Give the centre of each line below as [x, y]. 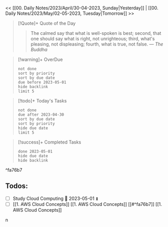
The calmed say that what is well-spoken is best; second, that [96, 33]
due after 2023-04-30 [41, 115]
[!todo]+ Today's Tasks [42, 101]
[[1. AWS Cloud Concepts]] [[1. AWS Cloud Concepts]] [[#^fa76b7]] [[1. [87, 204]
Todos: [17, 186]
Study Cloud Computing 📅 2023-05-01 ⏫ [55, 198]
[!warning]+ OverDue [40, 59]
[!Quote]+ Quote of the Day [47, 23]
